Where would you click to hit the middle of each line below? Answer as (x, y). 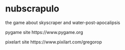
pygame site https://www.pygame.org (44, 32)
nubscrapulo (32, 9)
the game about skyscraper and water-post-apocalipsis (63, 22)
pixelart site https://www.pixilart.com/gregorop (53, 42)
